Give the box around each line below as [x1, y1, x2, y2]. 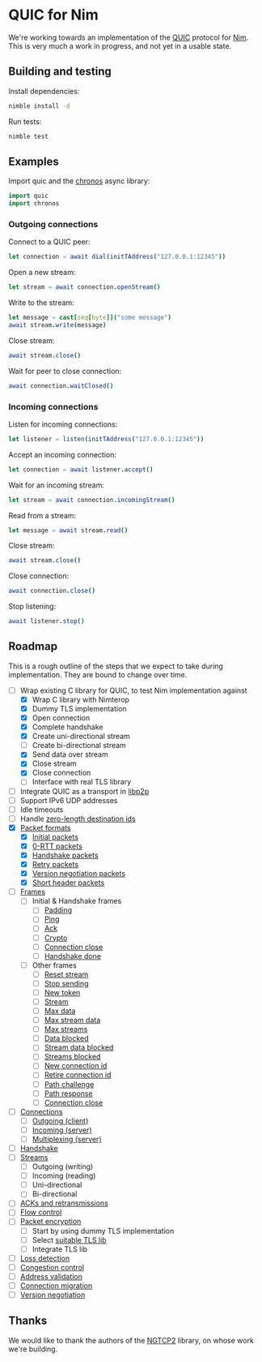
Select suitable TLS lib [32, 1235, 107, 1244]
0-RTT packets [32, 841, 82, 851]
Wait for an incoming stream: [8, 480, 105, 490]
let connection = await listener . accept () [8, 465, 154, 474]
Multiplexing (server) [32, 1134, 102, 1144]
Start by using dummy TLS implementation [32, 1226, 175, 1235]
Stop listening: [8, 602, 57, 612]
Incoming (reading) [32, 1171, 96, 1181]
